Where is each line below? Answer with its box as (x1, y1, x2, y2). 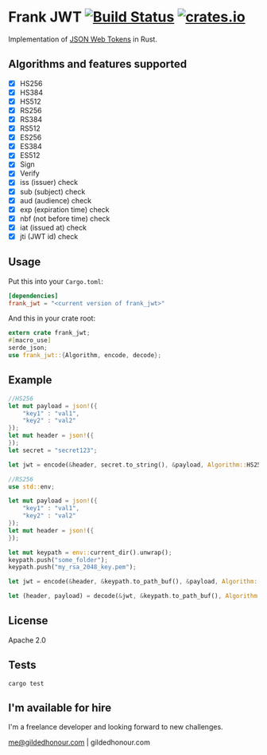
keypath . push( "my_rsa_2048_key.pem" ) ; (8, 563, 137, 572)
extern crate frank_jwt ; (8, 329, 91, 337)
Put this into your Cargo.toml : (8, 276, 103, 286)
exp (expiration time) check (19, 204, 110, 214)
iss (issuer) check (19, 178, 79, 187)
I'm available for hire (8, 702, 112, 715)
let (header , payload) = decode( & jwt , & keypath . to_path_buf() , (8, 592, 222, 600)
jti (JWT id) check (19, 231, 79, 241)
